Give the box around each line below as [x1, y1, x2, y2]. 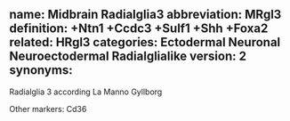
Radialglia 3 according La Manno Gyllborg [9, 86, 163, 97]
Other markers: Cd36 [9, 103, 87, 114]
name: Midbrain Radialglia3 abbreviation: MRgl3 [9, 7, 282, 22]
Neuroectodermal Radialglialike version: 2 [9, 49, 247, 64]
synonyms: [9, 62, 73, 78]
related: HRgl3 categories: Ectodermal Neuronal [9, 35, 281, 50]
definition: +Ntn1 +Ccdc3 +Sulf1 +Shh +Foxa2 [9, 21, 269, 36]
